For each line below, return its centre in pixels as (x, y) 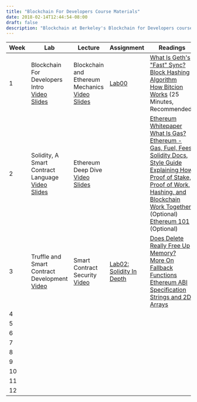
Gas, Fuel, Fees (171, 148)
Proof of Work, (170, 185)
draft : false (22, 22)
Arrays (159, 304)
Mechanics (89, 87)
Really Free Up (170, 246)
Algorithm (163, 80)
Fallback (162, 268)
